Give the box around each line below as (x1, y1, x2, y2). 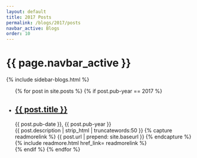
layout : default (6, 8, 46, 15)
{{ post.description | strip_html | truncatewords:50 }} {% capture (14, 127, 173, 134)
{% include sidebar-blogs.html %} (6, 76, 90, 83)
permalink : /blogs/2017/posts (6, 20, 81, 26)
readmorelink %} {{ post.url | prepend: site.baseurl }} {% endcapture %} (14, 133, 192, 140)
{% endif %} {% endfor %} (14, 146, 81, 153)
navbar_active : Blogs (6, 25, 60, 31)
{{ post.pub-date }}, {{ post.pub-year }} (14, 120, 112, 128)
